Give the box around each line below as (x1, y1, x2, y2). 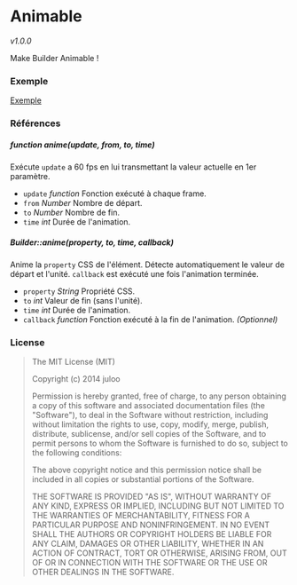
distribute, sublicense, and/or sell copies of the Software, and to (31, 429, 267, 439)
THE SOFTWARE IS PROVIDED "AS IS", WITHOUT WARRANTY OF (31, 491, 272, 502)
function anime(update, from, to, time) (10, 139, 155, 150)
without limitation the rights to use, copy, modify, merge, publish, (31, 419, 270, 430)
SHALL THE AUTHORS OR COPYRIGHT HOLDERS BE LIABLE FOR (31, 529, 272, 540)
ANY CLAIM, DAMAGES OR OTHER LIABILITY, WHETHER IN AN (31, 539, 264, 549)
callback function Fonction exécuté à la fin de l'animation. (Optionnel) (22, 314, 278, 325)
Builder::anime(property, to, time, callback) (10, 237, 174, 248)
